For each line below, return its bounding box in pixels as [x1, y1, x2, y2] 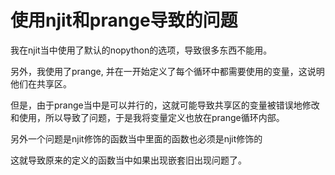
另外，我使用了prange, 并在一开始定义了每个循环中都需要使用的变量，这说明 [10, 65, 325, 77]
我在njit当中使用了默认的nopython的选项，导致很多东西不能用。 [10, 44, 273, 56]
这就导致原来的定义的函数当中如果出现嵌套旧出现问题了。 [10, 154, 247, 166]
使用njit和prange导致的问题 [10, 9, 238, 32]
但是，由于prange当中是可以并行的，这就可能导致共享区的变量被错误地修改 [10, 99, 320, 111]
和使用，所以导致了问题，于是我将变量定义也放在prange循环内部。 [10, 111, 285, 123]
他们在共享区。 [10, 77, 72, 90]
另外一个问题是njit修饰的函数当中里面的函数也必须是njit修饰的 [10, 132, 263, 145]
